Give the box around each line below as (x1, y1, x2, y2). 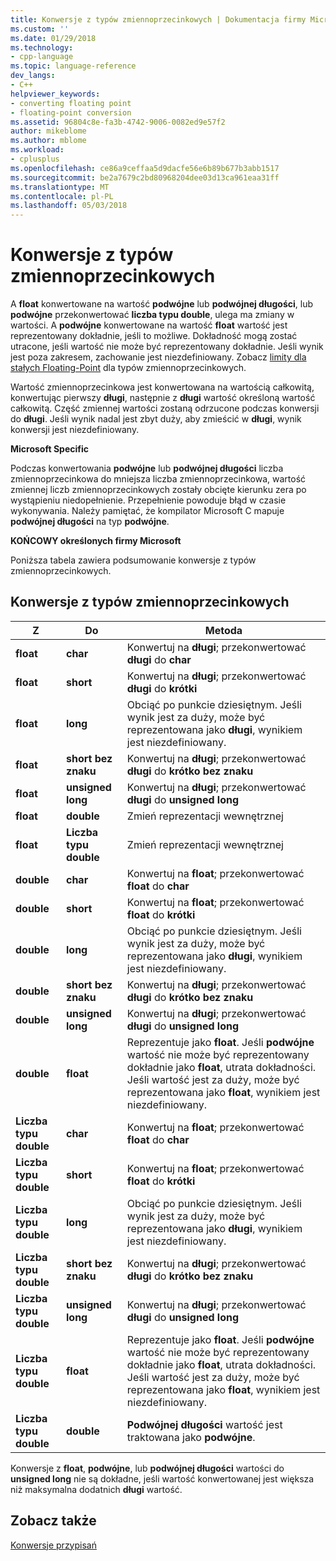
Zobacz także (10, 1512, 97, 1530)
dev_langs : (10, 71, 56, 81)
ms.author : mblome (10, 136, 87, 146)
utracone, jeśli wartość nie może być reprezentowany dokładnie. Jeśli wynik (10, 341, 324, 353)
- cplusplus (10, 154, 60, 164)
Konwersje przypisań (10, 1539, 97, 1551)
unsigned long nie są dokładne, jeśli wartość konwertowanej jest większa (10, 1472, 315, 1485)
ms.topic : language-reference (10, 61, 137, 71)
